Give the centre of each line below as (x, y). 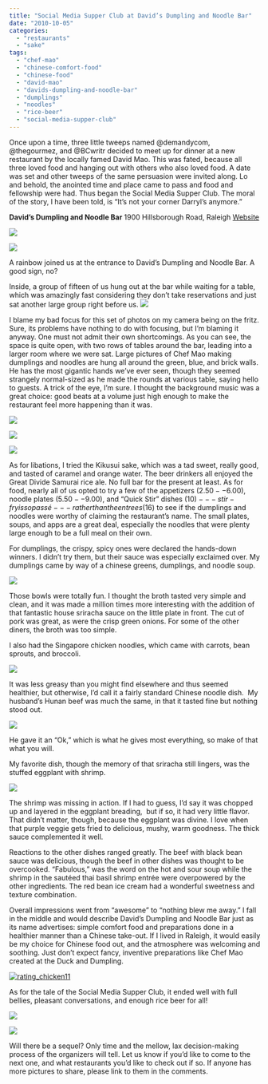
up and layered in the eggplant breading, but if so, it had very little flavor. (130, 811)
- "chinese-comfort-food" (59, 68)
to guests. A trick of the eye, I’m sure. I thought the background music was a (134, 387)
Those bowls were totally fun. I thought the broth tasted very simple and (128, 595)
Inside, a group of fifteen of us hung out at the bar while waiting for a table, (132, 286)
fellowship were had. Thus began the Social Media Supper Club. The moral (132, 193)
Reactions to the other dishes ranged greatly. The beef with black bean (126, 852)
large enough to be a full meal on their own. (81, 532)
